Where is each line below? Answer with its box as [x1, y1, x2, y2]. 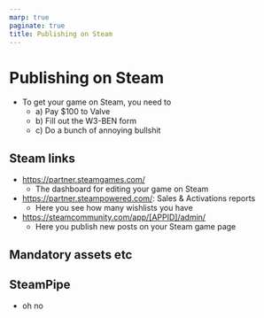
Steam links [9, 151, 75, 166]
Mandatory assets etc [9, 247, 133, 262]
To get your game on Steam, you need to [21, 97, 172, 107]
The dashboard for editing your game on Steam [35, 183, 209, 195]
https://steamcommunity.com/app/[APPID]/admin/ [21, 212, 206, 222]
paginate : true [9, 21, 66, 30]
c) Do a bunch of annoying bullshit [35, 125, 161, 136]
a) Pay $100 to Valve [35, 106, 111, 117]
